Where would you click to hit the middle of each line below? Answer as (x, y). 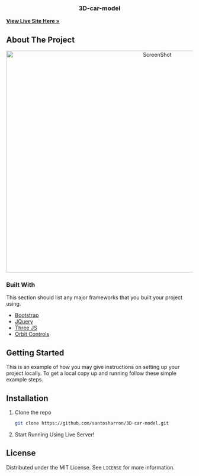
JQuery (24, 322)
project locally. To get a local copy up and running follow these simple (91, 373)
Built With (21, 285)
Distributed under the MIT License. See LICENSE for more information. (90, 467)
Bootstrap (27, 315)
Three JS (26, 328)
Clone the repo (33, 413)
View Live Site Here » (33, 21)
